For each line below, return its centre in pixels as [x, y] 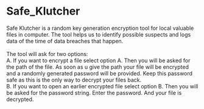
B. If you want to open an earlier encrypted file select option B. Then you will [102, 86]
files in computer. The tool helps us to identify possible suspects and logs [99, 34]
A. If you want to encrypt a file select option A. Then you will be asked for [98, 60]
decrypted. [20, 99]
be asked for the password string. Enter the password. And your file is [94, 93]
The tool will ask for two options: [47, 54]
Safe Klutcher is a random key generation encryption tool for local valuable [100, 28]
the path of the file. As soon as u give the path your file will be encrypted [97, 67]
